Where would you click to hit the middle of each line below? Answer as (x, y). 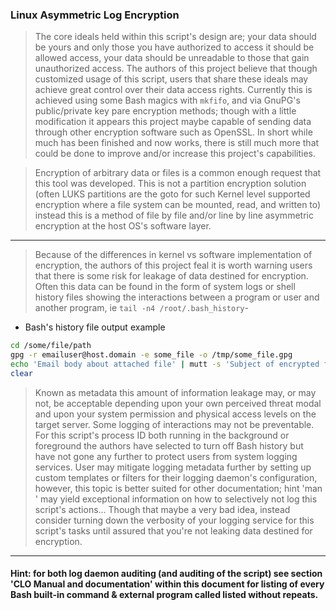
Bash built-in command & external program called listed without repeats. (164, 595)
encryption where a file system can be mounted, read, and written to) (178, 205)
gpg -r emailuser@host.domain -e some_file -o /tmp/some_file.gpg (151, 355)
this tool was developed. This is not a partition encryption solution (170, 184)
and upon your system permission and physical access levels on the (175, 414)
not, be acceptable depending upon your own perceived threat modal (178, 403)
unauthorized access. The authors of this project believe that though (176, 69)
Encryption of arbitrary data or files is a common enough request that (178, 173)
